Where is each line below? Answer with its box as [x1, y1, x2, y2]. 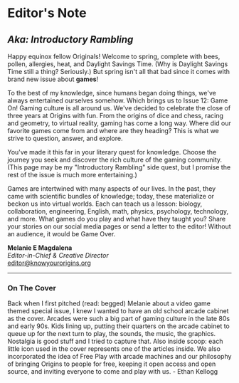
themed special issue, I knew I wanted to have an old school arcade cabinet [7, 307, 229, 315]
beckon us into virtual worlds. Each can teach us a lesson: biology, [7, 199, 203, 208]
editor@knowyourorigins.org [7, 258, 91, 267]
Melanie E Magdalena [7, 243, 73, 252]
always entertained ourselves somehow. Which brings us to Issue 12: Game [7, 96, 228, 105]
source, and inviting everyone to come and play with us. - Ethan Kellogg [7, 367, 218, 376]
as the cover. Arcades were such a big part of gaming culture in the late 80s [7, 315, 230, 323]
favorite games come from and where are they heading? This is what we [7, 127, 219, 135]
